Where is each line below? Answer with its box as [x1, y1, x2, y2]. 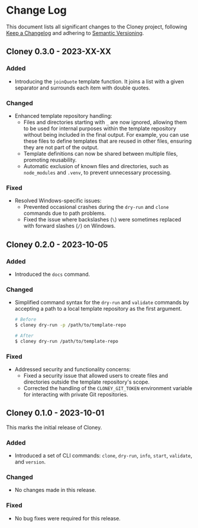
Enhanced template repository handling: [14, 112, 112, 119]
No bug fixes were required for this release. [14, 514, 121, 521]
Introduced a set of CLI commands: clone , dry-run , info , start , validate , [14, 452, 193, 459]
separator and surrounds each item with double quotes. [14, 84, 151, 91]
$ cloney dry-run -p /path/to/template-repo [14, 322, 126, 329]
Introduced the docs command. [14, 271, 90, 278]
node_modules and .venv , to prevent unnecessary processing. [23, 169, 171, 176]
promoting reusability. [23, 156, 77, 163]
